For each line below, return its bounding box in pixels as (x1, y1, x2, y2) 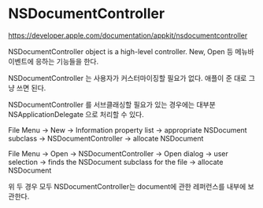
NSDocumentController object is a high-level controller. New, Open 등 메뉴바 (8, 46, 254, 56)
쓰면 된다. (16, 83, 46, 93)
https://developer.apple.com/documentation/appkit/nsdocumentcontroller (8, 31, 248, 40)
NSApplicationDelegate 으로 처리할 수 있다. (8, 109, 144, 119)
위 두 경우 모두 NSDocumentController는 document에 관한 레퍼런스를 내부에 (8, 181, 246, 191)
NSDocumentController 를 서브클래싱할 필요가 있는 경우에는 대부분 (8, 100, 217, 109)
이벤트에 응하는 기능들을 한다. (8, 57, 99, 66)
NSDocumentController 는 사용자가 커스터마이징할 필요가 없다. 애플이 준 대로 (8, 73, 247, 82)
